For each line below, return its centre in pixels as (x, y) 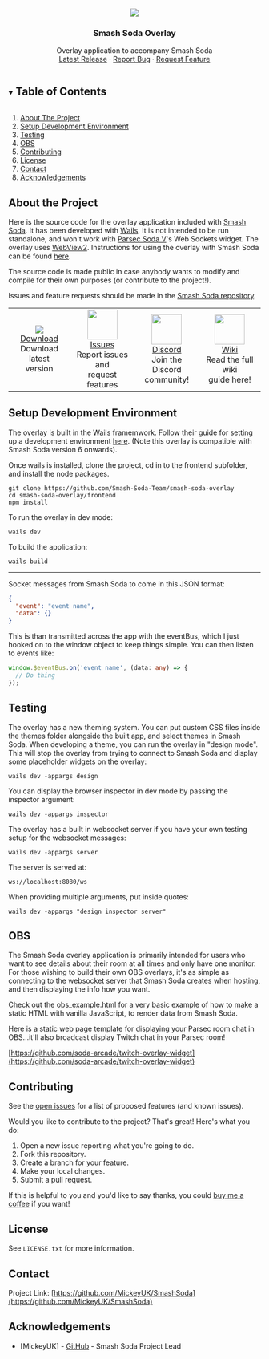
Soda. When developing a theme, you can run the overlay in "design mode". (133, 744)
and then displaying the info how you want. (79, 989)
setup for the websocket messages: (67, 838)
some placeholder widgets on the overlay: (77, 761)
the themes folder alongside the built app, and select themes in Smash (124, 736)
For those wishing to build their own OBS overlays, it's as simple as (119, 972)
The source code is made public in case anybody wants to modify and (124, 271)
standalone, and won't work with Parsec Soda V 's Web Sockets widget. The (133, 239)
